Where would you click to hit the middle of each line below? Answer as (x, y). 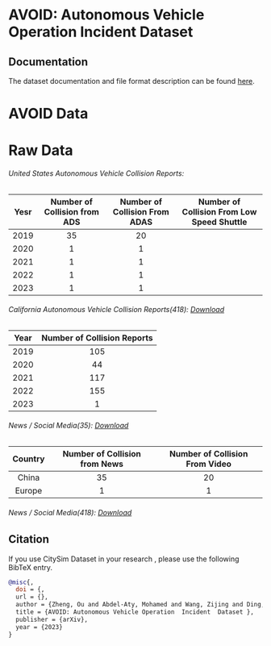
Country (29, 459)
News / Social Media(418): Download (70, 512)
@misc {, (21, 582)
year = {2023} (39, 627)
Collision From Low (219, 211)
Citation (29, 539)
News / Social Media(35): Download (69, 426)
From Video (208, 464)
